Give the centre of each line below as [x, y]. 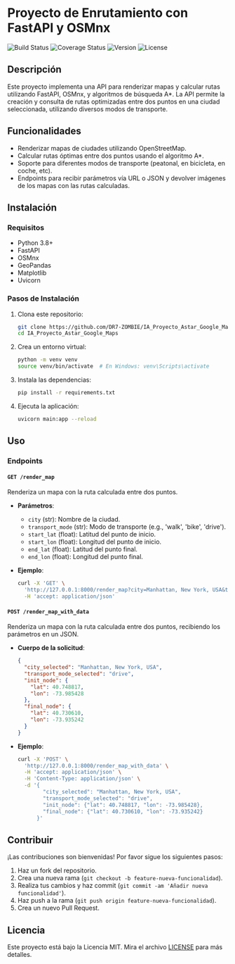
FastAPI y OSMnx [59, 28]
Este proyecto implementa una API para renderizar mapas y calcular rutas [114, 87]
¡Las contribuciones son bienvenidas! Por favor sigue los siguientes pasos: [115, 857]
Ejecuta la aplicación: [48, 406]
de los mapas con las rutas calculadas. [73, 185]
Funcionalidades [45, 131]
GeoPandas [34, 265]
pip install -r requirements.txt [66, 393]
